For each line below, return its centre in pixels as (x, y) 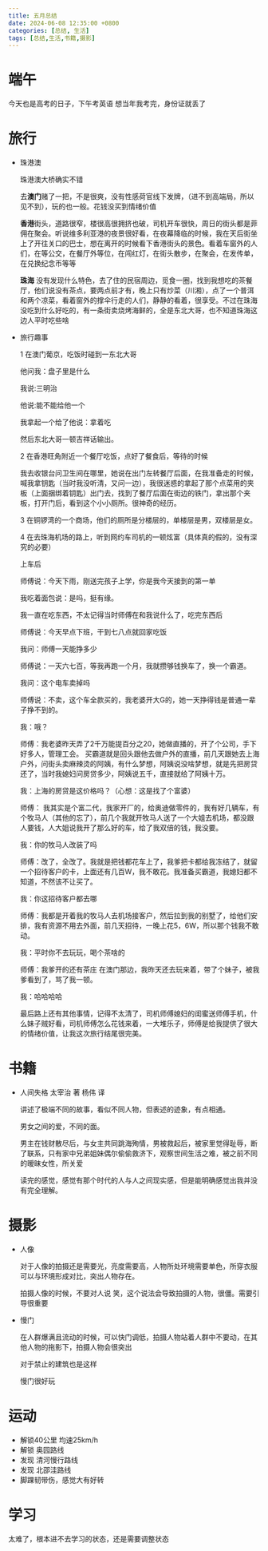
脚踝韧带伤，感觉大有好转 (62, 1480)
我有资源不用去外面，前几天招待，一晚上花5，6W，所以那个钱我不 (143, 926)
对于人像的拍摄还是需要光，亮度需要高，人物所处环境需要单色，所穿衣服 (138, 1266)
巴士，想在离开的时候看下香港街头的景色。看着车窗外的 (160, 244)
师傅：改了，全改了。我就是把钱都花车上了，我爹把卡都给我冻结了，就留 (138, 862)
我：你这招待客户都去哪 (58, 899)
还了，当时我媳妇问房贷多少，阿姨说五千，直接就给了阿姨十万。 (124, 774)
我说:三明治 (38, 388)
